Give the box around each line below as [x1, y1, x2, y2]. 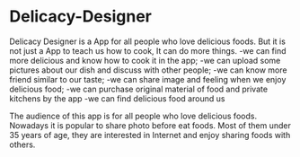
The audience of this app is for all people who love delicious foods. [9, 110, 258, 121]
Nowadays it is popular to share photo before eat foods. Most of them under [9, 119, 292, 131]
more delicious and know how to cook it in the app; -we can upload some [9, 55, 281, 65]
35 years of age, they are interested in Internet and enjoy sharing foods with [9, 129, 291, 140]
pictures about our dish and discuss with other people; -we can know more [9, 65, 287, 75]
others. [9, 139, 36, 150]
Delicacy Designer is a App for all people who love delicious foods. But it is [9, 36, 286, 47]
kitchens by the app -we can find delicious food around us [9, 92, 225, 104]
